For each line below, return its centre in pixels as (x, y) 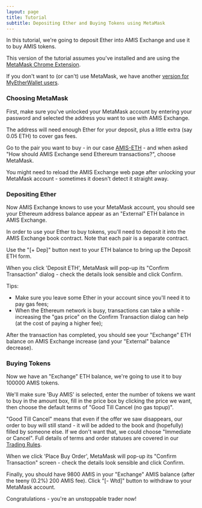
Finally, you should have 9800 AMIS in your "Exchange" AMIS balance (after (101, 474)
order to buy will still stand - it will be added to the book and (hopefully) (95, 425)
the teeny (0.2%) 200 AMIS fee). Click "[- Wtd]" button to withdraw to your (99, 481)
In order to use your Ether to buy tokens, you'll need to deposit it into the (96, 231)
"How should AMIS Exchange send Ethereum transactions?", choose (91, 154)
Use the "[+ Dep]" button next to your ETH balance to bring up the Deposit (99, 249)
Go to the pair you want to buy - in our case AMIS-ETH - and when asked (97, 148)
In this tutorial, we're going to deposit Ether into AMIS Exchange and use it (98, 40)
